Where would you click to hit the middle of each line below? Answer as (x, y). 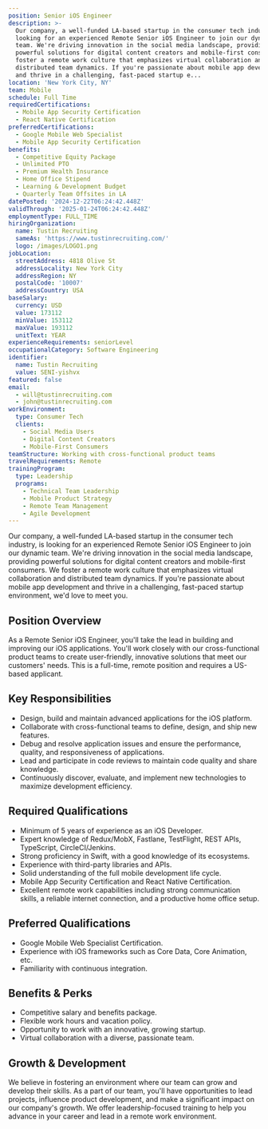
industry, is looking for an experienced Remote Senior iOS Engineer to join (130, 545)
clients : (30, 424)
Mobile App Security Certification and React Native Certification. (126, 881)
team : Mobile (30, 90)
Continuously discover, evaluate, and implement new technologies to (133, 777)
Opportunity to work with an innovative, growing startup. (112, 1030)
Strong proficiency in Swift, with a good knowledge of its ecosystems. (135, 856)
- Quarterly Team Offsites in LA (71, 194)
